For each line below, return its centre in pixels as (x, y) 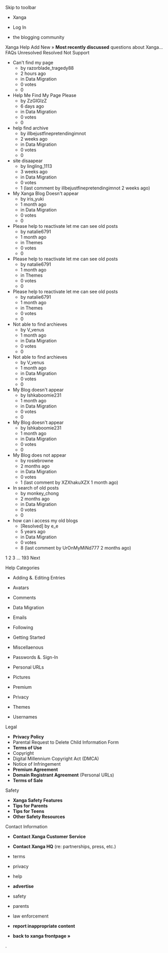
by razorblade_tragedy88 (47, 68)
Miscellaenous (28, 647)
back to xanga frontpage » (41, 936)
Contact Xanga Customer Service (49, 837)
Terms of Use (27, 748)
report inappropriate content (44, 926)
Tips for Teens (28, 811)
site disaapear (28, 161)
